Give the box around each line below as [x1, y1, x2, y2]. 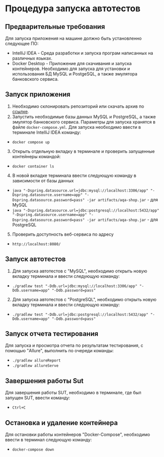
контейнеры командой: [12, 153, 61, 159]
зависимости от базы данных [12, 177, 74, 184]
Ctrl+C [12, 405, 26, 410]
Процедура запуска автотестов [5, 3, 141, 14]
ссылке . [12, 108, 29, 114]
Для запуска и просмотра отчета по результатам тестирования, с [5, 342, 143, 348]
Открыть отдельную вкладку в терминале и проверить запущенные [12, 148, 155, 154]
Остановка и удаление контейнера [5, 418, 118, 427]
